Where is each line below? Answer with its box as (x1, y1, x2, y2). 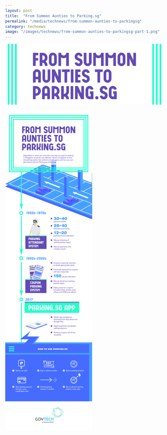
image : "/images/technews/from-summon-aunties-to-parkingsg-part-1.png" (5, 29, 160, 35)
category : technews (5, 24, 46, 29)
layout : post (5, 8, 32, 13)
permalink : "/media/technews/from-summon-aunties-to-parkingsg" (5, 19, 142, 24)
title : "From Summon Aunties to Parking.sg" (5, 13, 101, 19)
